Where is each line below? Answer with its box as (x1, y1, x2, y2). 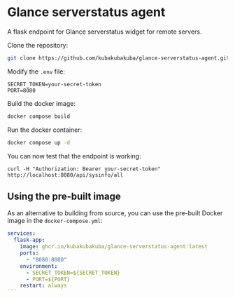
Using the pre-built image (7, 190, 121, 202)
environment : (20, 262, 58, 270)
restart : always (20, 282, 68, 290)
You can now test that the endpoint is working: (7, 151, 141, 160)
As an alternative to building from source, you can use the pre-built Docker (7, 209, 223, 217)
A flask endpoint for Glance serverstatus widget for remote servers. (7, 27, 202, 36)
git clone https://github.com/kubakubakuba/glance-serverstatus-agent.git (7, 54, 230, 62)
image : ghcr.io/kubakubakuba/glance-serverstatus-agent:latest (20, 243, 208, 250)
